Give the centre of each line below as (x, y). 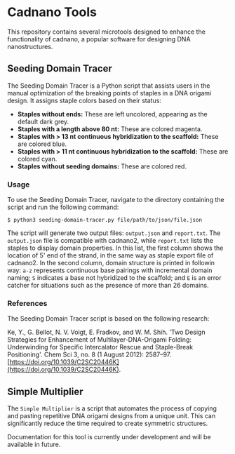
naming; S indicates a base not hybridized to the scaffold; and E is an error (115, 278)
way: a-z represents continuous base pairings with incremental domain (110, 270)
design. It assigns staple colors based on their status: (84, 100)
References (27, 303)
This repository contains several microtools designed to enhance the (106, 32)
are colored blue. (42, 144)
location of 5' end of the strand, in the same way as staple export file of (110, 255)
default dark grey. (43, 121)
